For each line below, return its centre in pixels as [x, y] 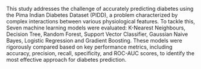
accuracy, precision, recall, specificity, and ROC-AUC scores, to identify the [101, 53]
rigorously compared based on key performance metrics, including [90, 47]
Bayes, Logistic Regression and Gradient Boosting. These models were [94, 40]
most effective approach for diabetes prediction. [66, 60]
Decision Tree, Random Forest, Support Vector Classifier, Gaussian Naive [97, 34]
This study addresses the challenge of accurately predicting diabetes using [100, 9]
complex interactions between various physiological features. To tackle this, [101, 21]
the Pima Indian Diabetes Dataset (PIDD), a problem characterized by [92, 15]
